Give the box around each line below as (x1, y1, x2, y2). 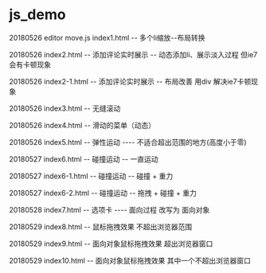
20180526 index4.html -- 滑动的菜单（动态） (9, 120, 156, 130)
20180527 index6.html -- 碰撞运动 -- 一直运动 (9, 154, 158, 164)
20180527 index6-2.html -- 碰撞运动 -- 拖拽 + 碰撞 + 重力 (9, 188, 198, 197)
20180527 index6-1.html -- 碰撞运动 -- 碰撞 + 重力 (9, 171, 174, 181)
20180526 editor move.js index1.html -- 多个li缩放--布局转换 (9, 33, 205, 42)
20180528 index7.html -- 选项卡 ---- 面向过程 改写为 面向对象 (9, 205, 210, 214)
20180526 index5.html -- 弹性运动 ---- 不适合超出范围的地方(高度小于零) (9, 137, 247, 146)
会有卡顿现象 (9, 60, 51, 69)
